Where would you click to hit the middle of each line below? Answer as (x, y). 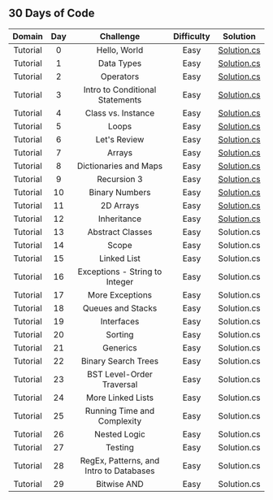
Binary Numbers (120, 192)
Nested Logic (120, 434)
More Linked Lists (120, 398)
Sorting (119, 334)
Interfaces (120, 321)
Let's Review (120, 139)
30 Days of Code (52, 13)
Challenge (120, 36)
